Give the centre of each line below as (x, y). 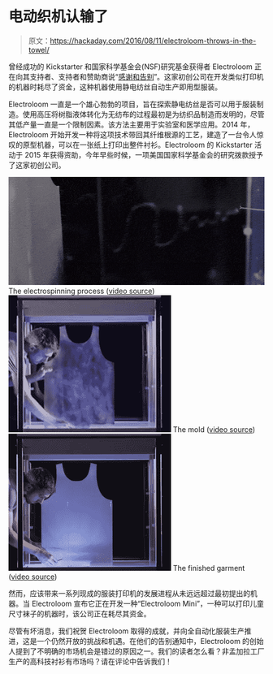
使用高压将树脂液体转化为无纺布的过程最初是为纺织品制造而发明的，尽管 (143, 114)
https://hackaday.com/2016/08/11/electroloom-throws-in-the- (153, 41)
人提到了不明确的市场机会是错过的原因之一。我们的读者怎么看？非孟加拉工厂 (136, 651)
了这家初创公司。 (37, 165)
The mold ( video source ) (214, 429)
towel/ (39, 50)
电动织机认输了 (58, 17)
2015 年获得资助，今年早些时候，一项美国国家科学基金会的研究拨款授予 (144, 154)
